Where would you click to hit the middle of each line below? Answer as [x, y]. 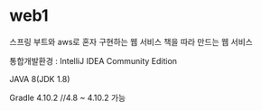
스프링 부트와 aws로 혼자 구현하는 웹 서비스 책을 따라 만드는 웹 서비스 [131, 42]
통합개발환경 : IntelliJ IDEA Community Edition [94, 60]
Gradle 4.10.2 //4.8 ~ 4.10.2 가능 [68, 97]
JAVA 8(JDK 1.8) [40, 79]
